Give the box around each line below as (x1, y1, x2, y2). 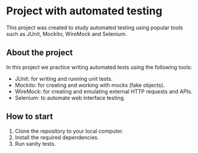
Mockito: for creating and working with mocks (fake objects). (14, 81, 165, 88)
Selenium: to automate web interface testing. (14, 94, 125, 101)
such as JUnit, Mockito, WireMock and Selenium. (6, 30, 127, 37)
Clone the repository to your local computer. (14, 127, 124, 134)
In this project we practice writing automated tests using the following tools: (6, 63, 193, 71)
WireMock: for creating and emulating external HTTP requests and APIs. (14, 88, 193, 95)
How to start (6, 112, 53, 122)
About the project (6, 48, 73, 58)
